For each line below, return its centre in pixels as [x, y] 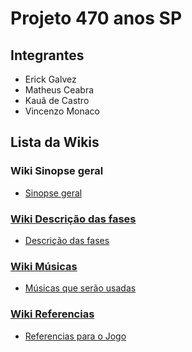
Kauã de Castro [57, 100]
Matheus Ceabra [59, 90]
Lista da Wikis [55, 142]
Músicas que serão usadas [80, 288]
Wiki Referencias [52, 314]
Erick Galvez [50, 79]
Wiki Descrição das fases [73, 219]
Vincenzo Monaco [62, 111]
